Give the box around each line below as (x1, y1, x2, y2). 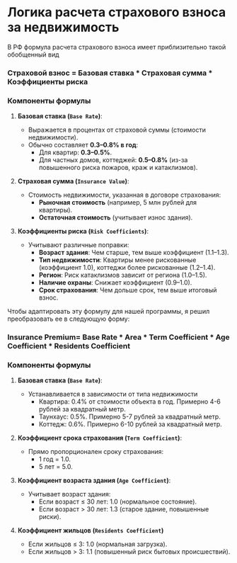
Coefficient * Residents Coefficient (7, 341, 131, 351)
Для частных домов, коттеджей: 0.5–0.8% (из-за (38, 156, 188, 164)
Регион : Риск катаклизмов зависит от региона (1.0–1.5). (38, 271, 207, 280)
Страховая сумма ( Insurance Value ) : (17, 177, 129, 186)
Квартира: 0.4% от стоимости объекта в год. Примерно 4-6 (38, 397, 221, 406)
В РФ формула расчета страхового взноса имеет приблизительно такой (7, 42, 226, 51)
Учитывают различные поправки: (28, 241, 129, 249)
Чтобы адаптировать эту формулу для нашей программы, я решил (7, 307, 210, 316)
